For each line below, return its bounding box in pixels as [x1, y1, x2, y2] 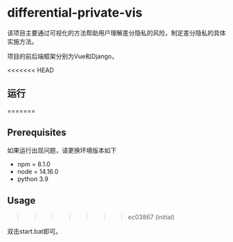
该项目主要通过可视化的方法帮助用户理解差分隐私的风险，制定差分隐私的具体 [7, 28, 226, 37]
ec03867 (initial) [128, 213, 175, 221]
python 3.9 [17, 175, 49, 183]
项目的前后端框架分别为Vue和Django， [7, 52, 118, 60]
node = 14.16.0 [17, 167, 59, 175]
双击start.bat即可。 [7, 227, 62, 236]
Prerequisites [7, 127, 67, 139]
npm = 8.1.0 [17, 159, 51, 168]
